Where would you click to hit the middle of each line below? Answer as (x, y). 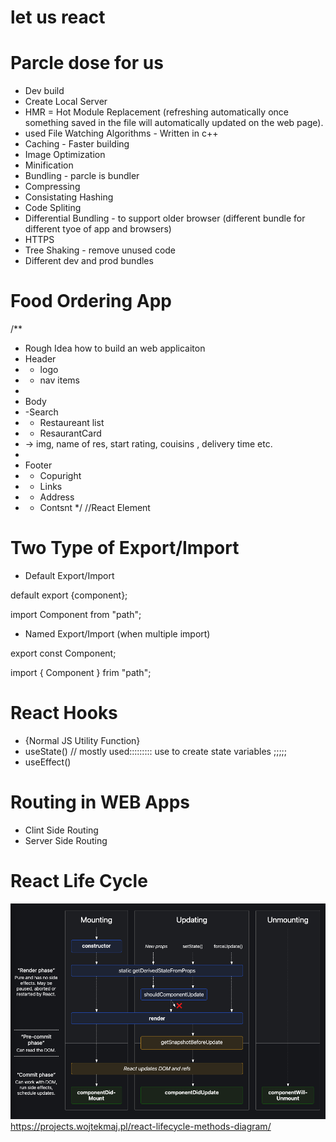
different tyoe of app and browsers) (98, 229)
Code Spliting (53, 208)
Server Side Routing (66, 840)
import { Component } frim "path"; (81, 672)
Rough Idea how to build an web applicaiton (115, 348)
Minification (49, 165)
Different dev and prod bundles (89, 261)
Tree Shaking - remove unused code (100, 250)
